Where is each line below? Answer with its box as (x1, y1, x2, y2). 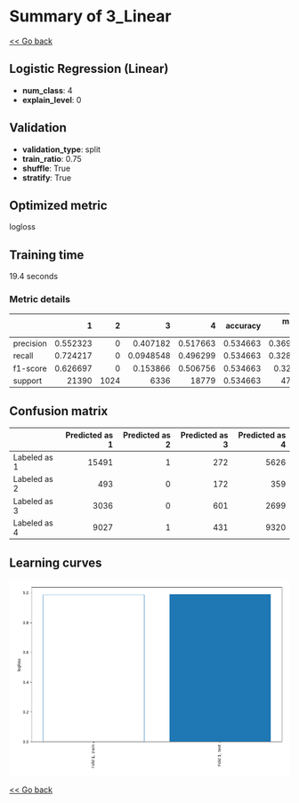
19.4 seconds (9, 271, 59, 282)
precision (12, 338, 47, 349)
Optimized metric (9, 197, 109, 213)
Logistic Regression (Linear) (9, 61, 169, 76)
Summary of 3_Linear (9, 6, 172, 27)
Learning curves (9, 555, 102, 570)
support (12, 375, 43, 386)
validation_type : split (21, 144, 101, 155)
